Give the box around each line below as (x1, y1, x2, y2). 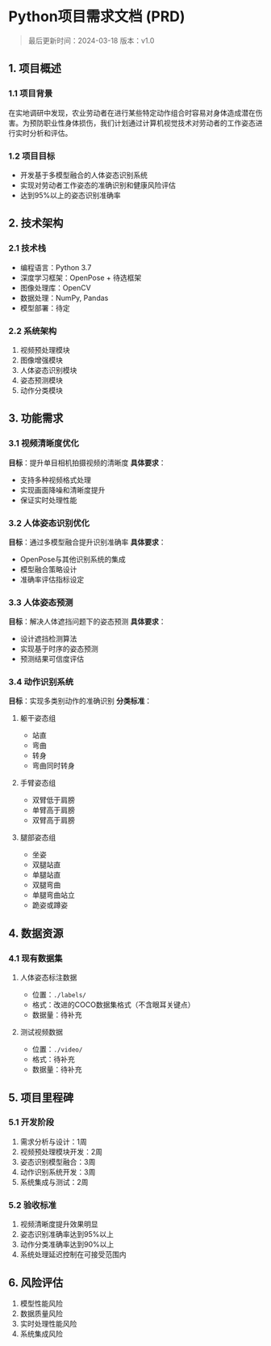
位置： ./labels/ (31, 990, 87, 1000)
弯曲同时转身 (31, 761, 75, 771)
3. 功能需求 (8, 412, 64, 425)
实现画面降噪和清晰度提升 (19, 485, 106, 494)
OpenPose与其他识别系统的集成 (19, 554, 127, 564)
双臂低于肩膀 (31, 795, 75, 805)
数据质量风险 (19, 1308, 63, 1318)
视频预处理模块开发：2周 (19, 1146, 103, 1157)
